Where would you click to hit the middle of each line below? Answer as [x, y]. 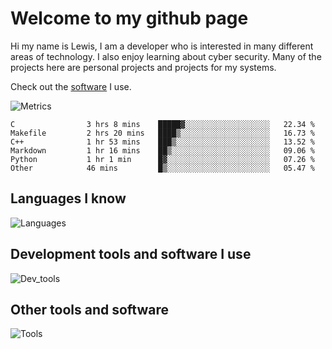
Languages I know [68, 198]
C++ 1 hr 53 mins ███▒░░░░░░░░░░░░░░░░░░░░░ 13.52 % [162, 142]
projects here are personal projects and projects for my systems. [143, 67]
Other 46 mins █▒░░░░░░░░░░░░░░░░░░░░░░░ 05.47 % [162, 168]
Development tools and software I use [131, 254]
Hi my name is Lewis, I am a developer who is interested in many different [162, 46]
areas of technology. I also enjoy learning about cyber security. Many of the [166, 56]
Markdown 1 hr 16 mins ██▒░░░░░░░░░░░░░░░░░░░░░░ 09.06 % [162, 150]
